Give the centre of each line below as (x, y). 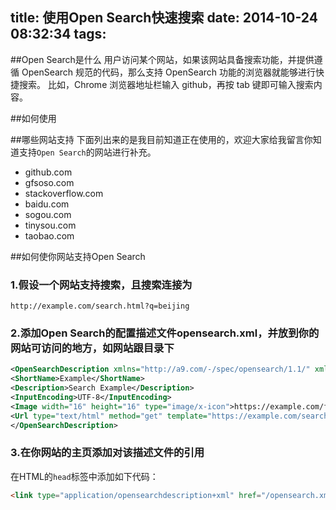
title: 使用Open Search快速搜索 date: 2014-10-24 (164, 18)
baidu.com (47, 204)
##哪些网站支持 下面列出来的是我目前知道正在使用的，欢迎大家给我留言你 (161, 139)
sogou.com (48, 214)
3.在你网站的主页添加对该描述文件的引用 (107, 453)
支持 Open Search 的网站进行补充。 (87, 152)
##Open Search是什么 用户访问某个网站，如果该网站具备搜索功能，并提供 (162, 59)
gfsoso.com (49, 182)
